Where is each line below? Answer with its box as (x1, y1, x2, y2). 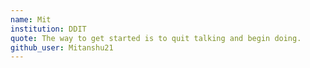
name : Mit (10, 14, 52, 25)
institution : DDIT (10, 24, 87, 34)
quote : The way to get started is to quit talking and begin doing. (10, 33, 302, 43)
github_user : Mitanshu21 (10, 42, 114, 53)
